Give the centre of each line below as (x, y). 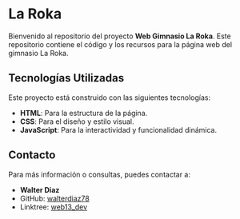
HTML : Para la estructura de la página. (84, 113)
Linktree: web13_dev (54, 207)
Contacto (32, 155)
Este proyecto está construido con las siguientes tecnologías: (109, 98)
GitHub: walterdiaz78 (54, 198)
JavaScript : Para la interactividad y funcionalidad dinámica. (118, 129)
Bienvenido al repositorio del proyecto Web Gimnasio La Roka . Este (120, 36)
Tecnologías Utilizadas (66, 78)
